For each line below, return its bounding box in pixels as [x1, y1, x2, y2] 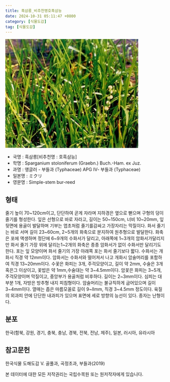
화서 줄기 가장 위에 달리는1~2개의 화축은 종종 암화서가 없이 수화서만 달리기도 [10, 242, 161, 248]
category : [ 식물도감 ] [5, 19, 47, 24]
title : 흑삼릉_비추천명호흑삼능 [5, 8, 62, 13]
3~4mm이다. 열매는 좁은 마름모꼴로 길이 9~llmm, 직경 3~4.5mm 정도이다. [5, 286, 153, 292]
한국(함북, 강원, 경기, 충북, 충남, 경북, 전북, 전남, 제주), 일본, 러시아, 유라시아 [5, 329, 155, 335]
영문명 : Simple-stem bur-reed [12, 179, 75, 185]
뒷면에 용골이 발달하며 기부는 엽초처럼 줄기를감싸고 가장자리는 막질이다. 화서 [5, 222, 156, 229]
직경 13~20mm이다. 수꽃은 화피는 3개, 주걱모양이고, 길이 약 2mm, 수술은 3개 [10, 261, 163, 267]
